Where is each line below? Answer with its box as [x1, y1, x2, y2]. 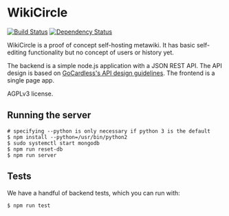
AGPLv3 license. [7, 89, 54, 98]
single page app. [7, 76, 55, 84]
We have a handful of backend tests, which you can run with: [7, 188, 180, 197]
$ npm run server [7, 151, 57, 159]
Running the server [7, 109, 91, 121]
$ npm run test [7, 202, 51, 209]
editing [7, 48, 27, 56]
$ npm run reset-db [7, 146, 63, 153]
